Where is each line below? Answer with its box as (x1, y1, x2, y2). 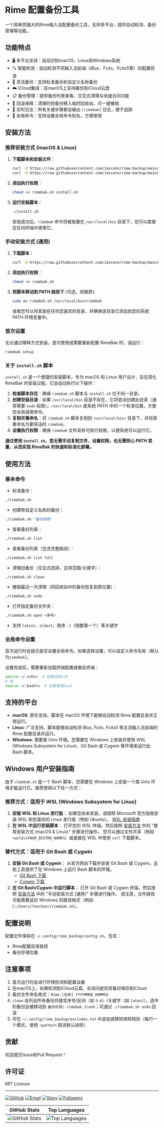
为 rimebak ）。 (5, 654, 32, 660)
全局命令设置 (5, 636, 36, 643)
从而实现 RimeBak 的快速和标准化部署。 (13, 444, 94, 450)
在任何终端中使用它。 (12, 225, 55, 230)
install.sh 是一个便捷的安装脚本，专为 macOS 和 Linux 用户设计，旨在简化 (5, 374, 157, 380)
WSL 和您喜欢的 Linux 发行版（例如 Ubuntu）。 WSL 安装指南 (18, 816, 140, 822)
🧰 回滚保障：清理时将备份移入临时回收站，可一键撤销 (12, 100, 119, 106)
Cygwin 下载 (19, 878, 45, 885)
